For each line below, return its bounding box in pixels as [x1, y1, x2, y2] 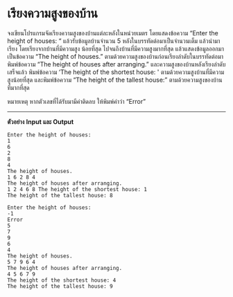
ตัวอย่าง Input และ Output [7, 117, 74, 126]
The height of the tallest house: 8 [7, 192, 113, 199]
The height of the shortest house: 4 [7, 276, 116, 284]
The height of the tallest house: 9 [7, 282, 113, 289]
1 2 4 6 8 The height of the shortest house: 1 [7, 186, 148, 192]
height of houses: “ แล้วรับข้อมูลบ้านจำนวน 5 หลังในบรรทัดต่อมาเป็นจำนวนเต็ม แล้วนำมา [7, 37, 221, 45]
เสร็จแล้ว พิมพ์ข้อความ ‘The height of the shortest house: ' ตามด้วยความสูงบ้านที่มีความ [7, 68, 225, 76]
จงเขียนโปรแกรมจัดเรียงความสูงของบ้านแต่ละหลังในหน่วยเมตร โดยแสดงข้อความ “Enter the [7, 28, 218, 37]
